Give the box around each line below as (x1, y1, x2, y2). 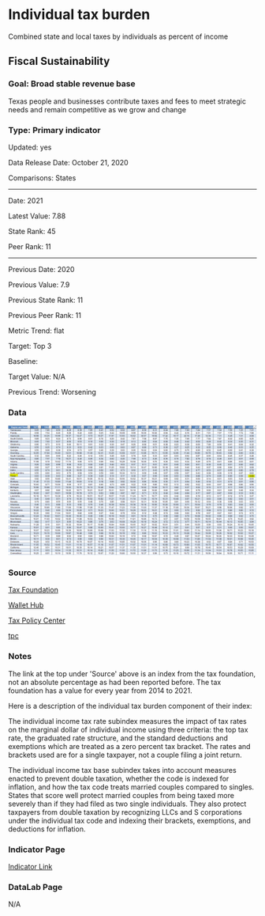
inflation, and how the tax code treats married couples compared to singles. (8, 782, 255, 792)
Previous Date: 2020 (8, 264, 75, 274)
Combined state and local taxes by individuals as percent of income (8, 32, 229, 41)
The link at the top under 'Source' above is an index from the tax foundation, (8, 668, 256, 678)
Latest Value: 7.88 (8, 211, 66, 221)
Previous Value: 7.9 (8, 279, 70, 290)
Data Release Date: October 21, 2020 (8, 157, 129, 167)
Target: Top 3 (8, 341, 52, 350)
